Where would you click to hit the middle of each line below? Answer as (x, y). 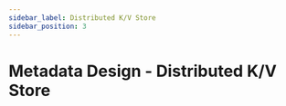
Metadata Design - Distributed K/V (143, 71)
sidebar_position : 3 (48, 26)
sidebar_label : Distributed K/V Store (82, 18)
